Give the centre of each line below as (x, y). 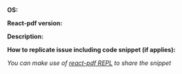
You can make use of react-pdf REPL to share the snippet (89, 63)
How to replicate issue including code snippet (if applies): (91, 50)
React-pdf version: (35, 23)
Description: (25, 36)
